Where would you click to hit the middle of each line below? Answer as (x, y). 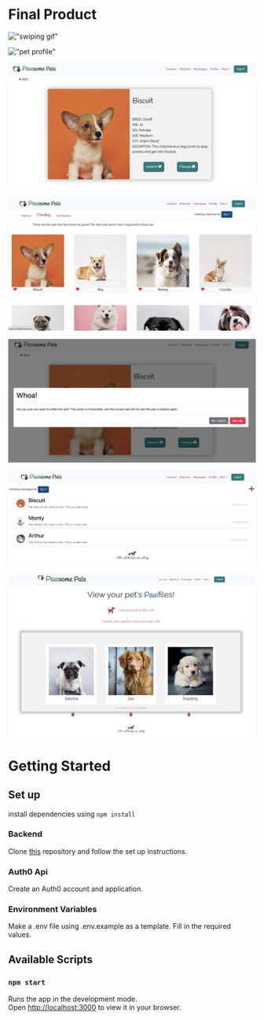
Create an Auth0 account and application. (76, 889)
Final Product (52, 15)
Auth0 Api (28, 871)
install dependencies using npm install (72, 814)
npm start (27, 982)
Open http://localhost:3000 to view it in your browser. (95, 1007)
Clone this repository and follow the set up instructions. (98, 851)
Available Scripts (50, 959)
